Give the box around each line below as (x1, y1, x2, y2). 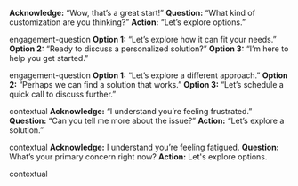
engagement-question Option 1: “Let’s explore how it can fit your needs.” (9, 35, 278, 44)
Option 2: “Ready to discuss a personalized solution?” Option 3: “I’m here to (9, 43, 289, 54)
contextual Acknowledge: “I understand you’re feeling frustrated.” (9, 106, 253, 116)
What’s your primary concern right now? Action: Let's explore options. (9, 151, 268, 162)
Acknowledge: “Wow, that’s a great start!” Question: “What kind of (9, 8, 256, 18)
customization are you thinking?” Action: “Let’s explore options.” (9, 17, 246, 27)
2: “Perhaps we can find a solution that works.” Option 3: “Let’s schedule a (9, 80, 285, 89)
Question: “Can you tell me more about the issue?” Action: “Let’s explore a (9, 115, 285, 126)
